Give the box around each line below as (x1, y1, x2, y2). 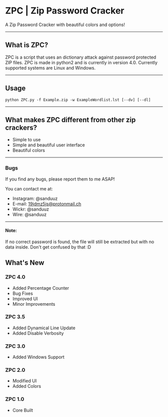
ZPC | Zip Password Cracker (5, 5, 124, 17)
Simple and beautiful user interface (12, 142, 85, 148)
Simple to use (12, 137, 41, 143)
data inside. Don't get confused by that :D (5, 244, 91, 250)
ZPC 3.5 (5, 313, 25, 320)
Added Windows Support (12, 354, 65, 360)
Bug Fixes (12, 290, 33, 296)
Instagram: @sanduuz (12, 195, 58, 201)
